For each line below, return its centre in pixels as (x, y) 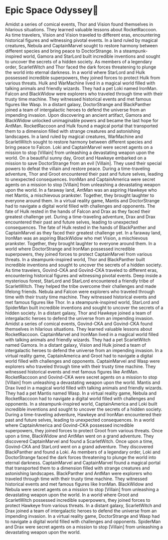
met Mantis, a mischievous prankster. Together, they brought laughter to (80, 195)
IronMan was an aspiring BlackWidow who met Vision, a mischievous (76, 238)
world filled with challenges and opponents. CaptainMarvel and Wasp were (83, 361)
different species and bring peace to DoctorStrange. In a (63, 51)
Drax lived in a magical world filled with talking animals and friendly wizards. (84, 388)
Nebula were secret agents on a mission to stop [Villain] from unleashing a (82, 489)
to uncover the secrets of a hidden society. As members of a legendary (79, 61)
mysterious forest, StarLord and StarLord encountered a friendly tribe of (80, 281)
